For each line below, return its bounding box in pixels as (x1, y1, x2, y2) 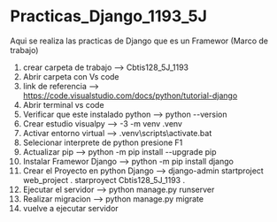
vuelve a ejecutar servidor (22, 203, 119, 213)
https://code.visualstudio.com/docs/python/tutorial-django (22, 90, 238, 101)
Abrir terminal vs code (22, 99, 104, 110)
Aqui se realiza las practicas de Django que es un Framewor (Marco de (10, 35, 269, 46)
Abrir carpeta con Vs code (22, 71, 119, 81)
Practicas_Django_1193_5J (10, 6, 207, 27)
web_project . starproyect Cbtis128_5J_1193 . (22, 174, 185, 185)
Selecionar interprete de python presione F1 (22, 137, 183, 148)
